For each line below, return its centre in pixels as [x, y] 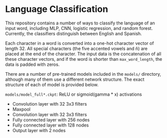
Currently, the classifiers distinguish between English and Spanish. [74, 33]
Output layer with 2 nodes [39, 130]
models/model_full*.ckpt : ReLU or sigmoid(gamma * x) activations [74, 94]
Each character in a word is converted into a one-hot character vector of [80, 43]
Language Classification [57, 9]
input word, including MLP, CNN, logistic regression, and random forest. [79, 28]
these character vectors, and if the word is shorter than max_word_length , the [84, 59]
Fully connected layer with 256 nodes [51, 120]
